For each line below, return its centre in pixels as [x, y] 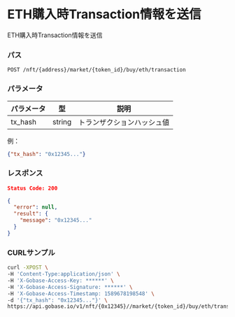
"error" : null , [36, 207]
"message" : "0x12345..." [56, 220]
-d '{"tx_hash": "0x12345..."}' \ [58, 300]
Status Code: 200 [33, 188]
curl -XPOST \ [28, 268]
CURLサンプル [31, 253]
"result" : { [31, 214]
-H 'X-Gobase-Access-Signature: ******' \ [70, 287]
